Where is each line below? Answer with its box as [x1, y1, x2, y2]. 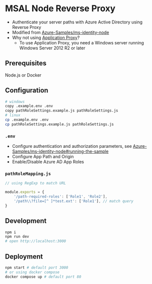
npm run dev [5, 234, 29, 239]
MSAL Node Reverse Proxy [5, 3, 116, 14]
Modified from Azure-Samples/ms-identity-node [12, 29, 109, 35]
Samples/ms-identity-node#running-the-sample [12, 148, 109, 154]
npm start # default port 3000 [5, 265, 68, 270]
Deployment [5, 252, 43, 261]
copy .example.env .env [5, 103, 53, 109]
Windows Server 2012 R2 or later [19, 45, 85, 51]
